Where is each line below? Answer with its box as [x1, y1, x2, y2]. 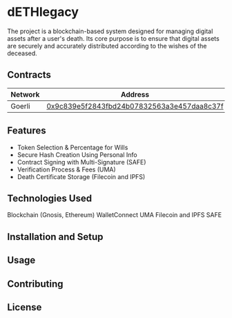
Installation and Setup [7, 231, 104, 243]
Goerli [10, 101, 30, 111]
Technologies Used [7, 192, 92, 204]
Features [7, 125, 46, 137]
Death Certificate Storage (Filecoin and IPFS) [17, 172, 146, 180]
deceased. [7, 49, 38, 57]
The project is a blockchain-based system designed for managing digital [7, 27, 213, 35]
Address [120, 89, 150, 99]
